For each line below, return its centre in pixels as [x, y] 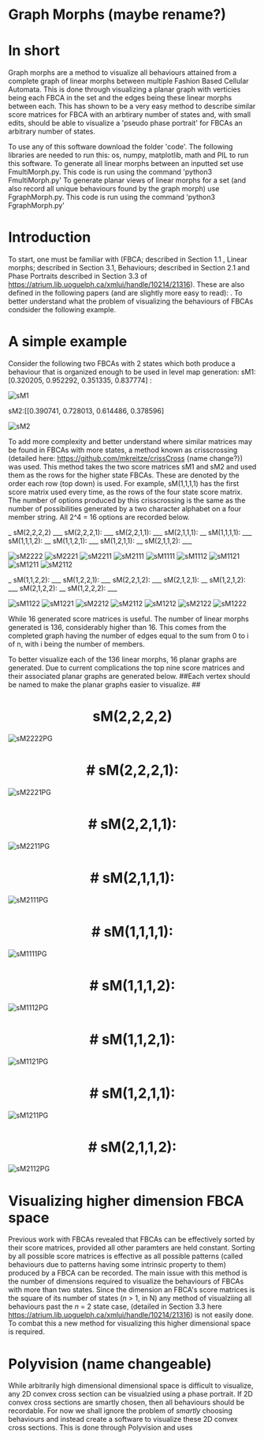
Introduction [50, 237]
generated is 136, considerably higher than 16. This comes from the [117, 627]
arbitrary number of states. [52, 131]
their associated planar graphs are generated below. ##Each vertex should [129, 676]
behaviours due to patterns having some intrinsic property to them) [117, 1265]
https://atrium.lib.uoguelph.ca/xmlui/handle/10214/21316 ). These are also [126, 285]
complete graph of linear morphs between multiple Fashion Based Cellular [129, 81]
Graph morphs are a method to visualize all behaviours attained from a [123, 73]
